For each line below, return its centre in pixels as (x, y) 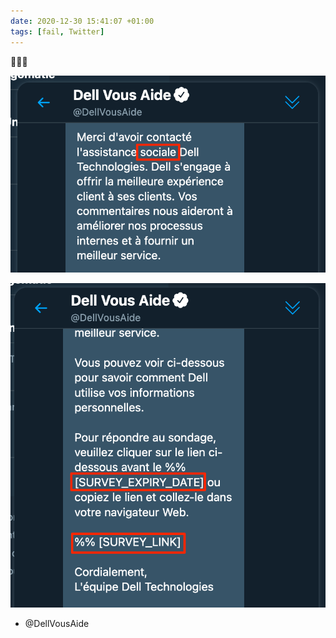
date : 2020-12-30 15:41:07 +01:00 (82, 21)
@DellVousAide (57, 624)
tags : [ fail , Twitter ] (57, 31)
